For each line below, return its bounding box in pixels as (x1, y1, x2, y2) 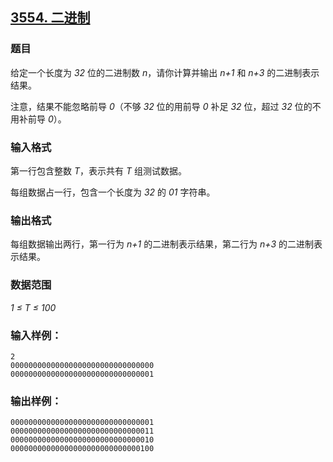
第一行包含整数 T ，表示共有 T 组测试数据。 (10, 164, 187, 177)
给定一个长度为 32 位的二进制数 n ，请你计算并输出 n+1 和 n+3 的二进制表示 (10, 66, 320, 78)
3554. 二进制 (10, 9, 91, 27)
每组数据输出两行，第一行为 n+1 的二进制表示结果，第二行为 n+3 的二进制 (10, 238, 315, 250)
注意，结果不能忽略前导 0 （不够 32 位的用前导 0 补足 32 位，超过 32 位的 (10, 100, 313, 112)
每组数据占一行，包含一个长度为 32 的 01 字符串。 (10, 186, 216, 198)
